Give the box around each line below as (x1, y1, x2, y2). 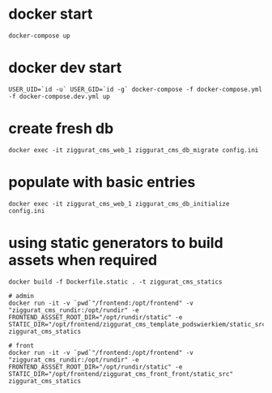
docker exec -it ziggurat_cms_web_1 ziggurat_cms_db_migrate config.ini (8, 146, 259, 154)
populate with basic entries (8, 173, 196, 191)
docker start (8, 5, 93, 23)
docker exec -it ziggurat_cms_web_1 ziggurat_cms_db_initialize (8, 199, 230, 207)
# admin (8, 292, 35, 300)
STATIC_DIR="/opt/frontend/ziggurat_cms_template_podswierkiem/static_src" (8, 320, 270, 328)
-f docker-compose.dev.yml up (8, 92, 111, 100)
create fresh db (8, 119, 114, 138)
